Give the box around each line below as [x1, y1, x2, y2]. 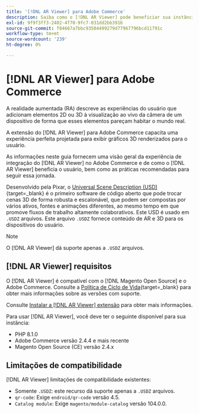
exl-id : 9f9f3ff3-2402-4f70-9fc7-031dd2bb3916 [6, 20, 123, 26]
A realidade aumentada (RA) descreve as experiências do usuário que [6, 104, 177, 112]
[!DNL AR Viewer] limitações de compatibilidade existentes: [6, 376, 151, 383]
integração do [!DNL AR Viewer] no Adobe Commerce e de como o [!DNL [6, 159, 185, 166]
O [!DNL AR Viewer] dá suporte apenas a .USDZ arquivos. [6, 244, 145, 251]
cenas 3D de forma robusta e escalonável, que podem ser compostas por [6, 196, 186, 203]
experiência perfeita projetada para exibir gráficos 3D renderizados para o [6, 135, 188, 142]
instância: [6, 319, 30, 326]
